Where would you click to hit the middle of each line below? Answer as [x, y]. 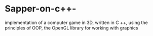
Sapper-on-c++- [41, 9]
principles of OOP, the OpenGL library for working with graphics [71, 27]
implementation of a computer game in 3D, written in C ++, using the [76, 22]
